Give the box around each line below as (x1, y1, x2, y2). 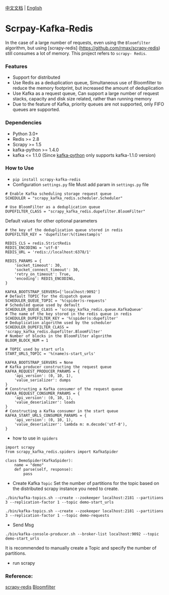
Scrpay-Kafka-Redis (5, 23, 93, 34)
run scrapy (12, 560, 35, 566)
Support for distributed (12, 74, 61, 80)
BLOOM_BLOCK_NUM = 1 (5, 338, 49, 343)
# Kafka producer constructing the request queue (5, 364, 112, 369)
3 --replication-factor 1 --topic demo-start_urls (5, 500, 114, 505)
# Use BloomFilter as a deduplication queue (5, 204, 100, 209)
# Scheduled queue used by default (5, 302, 80, 307)
